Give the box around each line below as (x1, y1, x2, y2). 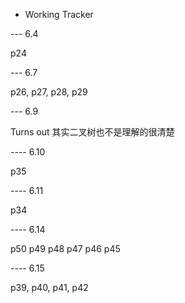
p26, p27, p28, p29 (10, 86, 88, 98)
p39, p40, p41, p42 (10, 282, 89, 293)
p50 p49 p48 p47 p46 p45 (10, 243, 121, 254)
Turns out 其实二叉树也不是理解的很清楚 (10, 126, 175, 138)
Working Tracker (24, 9, 94, 20)
